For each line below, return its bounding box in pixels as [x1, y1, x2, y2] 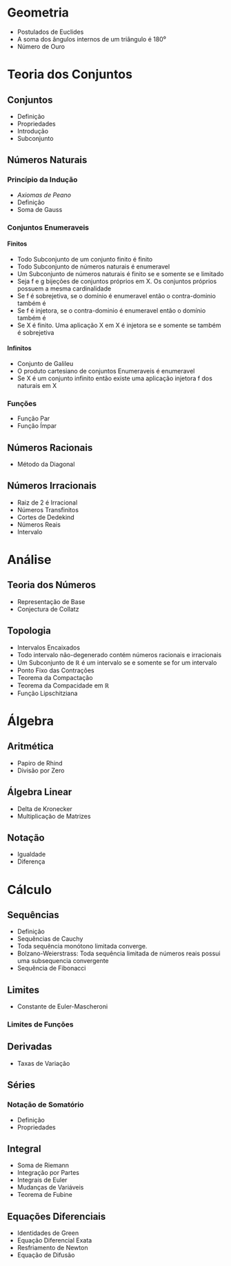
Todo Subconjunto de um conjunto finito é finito [17, 255, 153, 263]
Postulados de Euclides [17, 28, 84, 36]
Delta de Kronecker [17, 804, 72, 812]
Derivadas [7, 1041, 52, 1053]
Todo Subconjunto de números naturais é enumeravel [17, 262, 170, 271]
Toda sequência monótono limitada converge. [17, 942, 148, 951]
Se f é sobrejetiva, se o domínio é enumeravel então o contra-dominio [17, 291, 216, 300]
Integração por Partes [17, 1169, 79, 1177]
